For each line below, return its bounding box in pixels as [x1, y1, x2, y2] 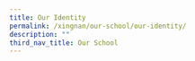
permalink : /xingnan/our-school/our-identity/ [9, 22, 187, 30]
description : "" [9, 30, 70, 39]
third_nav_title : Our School [9, 38, 119, 48]
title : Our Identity [9, 13, 87, 22]
